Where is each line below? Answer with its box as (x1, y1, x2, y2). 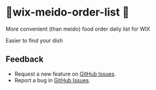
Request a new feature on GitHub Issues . (14, 70, 116, 77)
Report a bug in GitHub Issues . (14, 76, 91, 83)
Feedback (5, 54, 44, 65)
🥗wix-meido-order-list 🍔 (5, 5, 130, 19)
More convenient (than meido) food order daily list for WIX (5, 25, 151, 32)
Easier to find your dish (5, 37, 63, 44)
